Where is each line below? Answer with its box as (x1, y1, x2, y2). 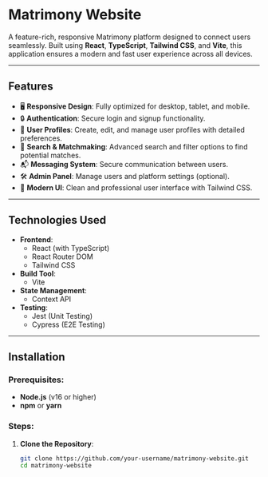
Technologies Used (8, 213, 106, 227)
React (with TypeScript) (31, 243, 110, 252)
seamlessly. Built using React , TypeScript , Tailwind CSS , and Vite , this (8, 40, 242, 50)
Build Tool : (19, 268, 56, 278)
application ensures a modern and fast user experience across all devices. (8, 49, 253, 58)
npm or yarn (19, 401, 62, 411)
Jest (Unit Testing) (31, 311, 93, 320)
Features (8, 80, 53, 93)
